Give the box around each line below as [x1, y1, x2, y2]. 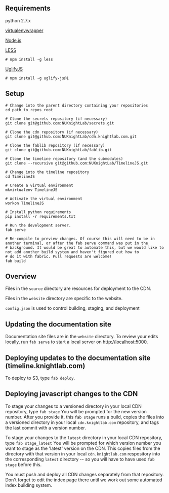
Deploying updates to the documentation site [5, 353, 151, 362]
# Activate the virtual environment [5, 196, 82, 201]
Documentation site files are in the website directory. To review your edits [5, 334, 158, 340]
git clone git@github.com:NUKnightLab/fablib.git [5, 147, 112, 152]
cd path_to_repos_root [5, 107, 53, 112]
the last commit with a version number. [5, 424, 86, 431]
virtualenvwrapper [5, 27, 44, 34]
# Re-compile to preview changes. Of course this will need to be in [5, 236, 155, 241]
